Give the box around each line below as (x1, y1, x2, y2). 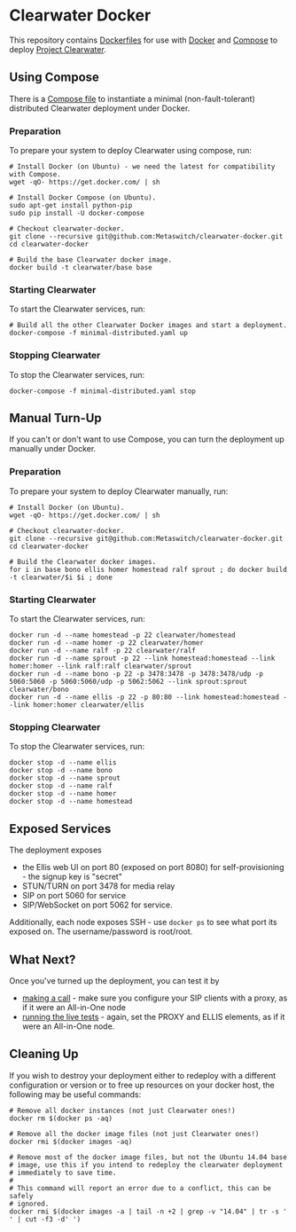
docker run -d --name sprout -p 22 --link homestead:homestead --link (9, 654, 276, 663)
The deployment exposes (9, 844, 102, 856)
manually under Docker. (9, 443, 97, 454)
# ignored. (9, 1199, 50, 1208)
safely (9, 1191, 34, 1200)
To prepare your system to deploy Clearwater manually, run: (9, 485, 229, 497)
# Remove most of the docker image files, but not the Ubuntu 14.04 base (9, 1152, 288, 1162)
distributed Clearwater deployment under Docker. (9, 103, 191, 114)
